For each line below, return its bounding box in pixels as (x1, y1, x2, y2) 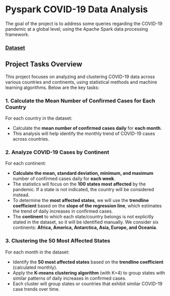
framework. (5, 31, 30, 37)
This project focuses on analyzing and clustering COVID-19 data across (5, 73, 155, 80)
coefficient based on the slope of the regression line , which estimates (12, 203, 162, 209)
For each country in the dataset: (5, 115, 73, 121)
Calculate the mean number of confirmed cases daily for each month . (12, 125, 162, 131)
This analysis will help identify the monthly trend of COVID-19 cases (12, 130, 155, 136)
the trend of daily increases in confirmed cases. (12, 208, 113, 214)
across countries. (12, 135, 49, 142)
